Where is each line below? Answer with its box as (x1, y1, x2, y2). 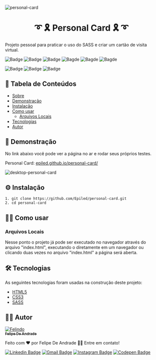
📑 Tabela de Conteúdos (5, 80, 77, 88)
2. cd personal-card (5, 200, 47, 206)
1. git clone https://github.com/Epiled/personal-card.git (5, 196, 127, 201)
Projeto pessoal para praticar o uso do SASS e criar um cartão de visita (5, 42, 147, 48)
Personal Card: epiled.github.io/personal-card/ (5, 160, 98, 166)
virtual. (5, 47, 19, 53)
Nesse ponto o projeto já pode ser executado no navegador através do (5, 239, 146, 245)
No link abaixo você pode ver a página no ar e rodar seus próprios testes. (5, 150, 152, 156)
